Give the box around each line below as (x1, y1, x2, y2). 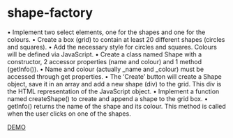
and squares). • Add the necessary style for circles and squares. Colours (7, 43, 218, 51)
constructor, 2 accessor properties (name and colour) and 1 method (7, 57, 202, 66)
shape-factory (7, 5, 93, 21)
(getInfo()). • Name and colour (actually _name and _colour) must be (7, 65, 204, 73)
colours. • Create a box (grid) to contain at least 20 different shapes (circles (7, 35, 225, 43)
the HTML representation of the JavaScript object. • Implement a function (7, 87, 220, 95)
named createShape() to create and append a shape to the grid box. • (7, 94, 208, 102)
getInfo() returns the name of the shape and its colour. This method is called (7, 102, 227, 110)
